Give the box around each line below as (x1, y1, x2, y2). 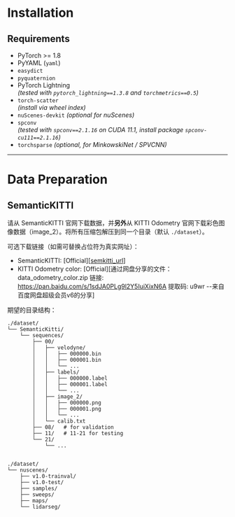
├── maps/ (20, 497, 49, 504)
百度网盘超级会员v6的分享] (17, 291, 95, 299)
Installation (7, 5, 74, 21)
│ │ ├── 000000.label (32, 375, 108, 382)
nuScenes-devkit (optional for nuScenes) (17, 111, 135, 119)
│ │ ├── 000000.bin (32, 350, 101, 357)
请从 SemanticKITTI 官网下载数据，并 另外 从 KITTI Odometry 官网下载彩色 (7, 219, 219, 227)
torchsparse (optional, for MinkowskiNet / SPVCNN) (17, 141, 167, 148)
